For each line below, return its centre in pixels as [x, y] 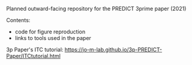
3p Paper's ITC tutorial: [35, 49]
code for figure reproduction [50, 32]
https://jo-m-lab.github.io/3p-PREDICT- [113, 49]
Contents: [18, 20]
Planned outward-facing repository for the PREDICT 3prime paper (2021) [96, 9]
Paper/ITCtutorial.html [34, 56]
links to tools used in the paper [53, 38]
